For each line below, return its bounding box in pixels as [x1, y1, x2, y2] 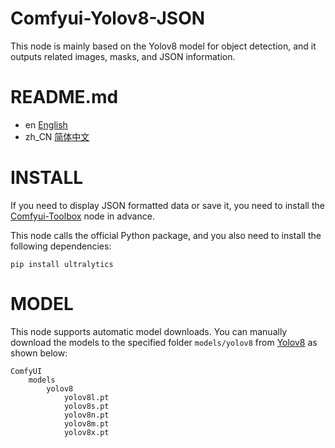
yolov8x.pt [63, 427, 110, 437]
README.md [10, 86, 119, 109]
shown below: [10, 347, 68, 359]
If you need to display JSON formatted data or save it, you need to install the [10, 199, 325, 211]
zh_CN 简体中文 [24, 130, 90, 142]
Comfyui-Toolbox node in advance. [10, 210, 155, 222]
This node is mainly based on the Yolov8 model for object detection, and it [10, 40, 317, 52]
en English [24, 118, 68, 131]
